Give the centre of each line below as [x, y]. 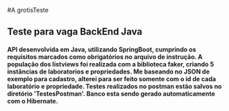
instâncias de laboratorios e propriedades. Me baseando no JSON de [109, 71]
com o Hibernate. [33, 101]
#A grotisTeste [28, 10]
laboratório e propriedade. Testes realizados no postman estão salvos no [114, 86]
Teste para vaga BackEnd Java [75, 32]
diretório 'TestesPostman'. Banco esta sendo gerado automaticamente [111, 94]
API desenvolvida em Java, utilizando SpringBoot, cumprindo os [102, 49]
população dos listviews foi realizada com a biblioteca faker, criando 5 [111, 64]
